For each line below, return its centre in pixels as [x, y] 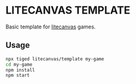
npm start [18, 75]
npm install [20, 70]
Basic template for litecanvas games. [51, 27]
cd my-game [19, 64]
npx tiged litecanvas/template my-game [55, 59]
